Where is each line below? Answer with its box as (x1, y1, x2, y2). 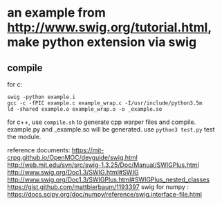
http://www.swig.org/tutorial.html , (7, 19, 212, 35)
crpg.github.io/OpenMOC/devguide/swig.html (7, 154, 138, 161)
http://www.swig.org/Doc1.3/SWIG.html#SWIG (7, 168, 139, 176)
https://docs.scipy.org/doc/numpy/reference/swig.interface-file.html (7, 190, 203, 198)
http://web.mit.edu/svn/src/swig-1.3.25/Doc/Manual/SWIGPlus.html (7, 161, 199, 169)
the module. (7, 133, 41, 141)
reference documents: (7, 146, 71, 154)
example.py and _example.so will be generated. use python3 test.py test (7, 125, 215, 133)
